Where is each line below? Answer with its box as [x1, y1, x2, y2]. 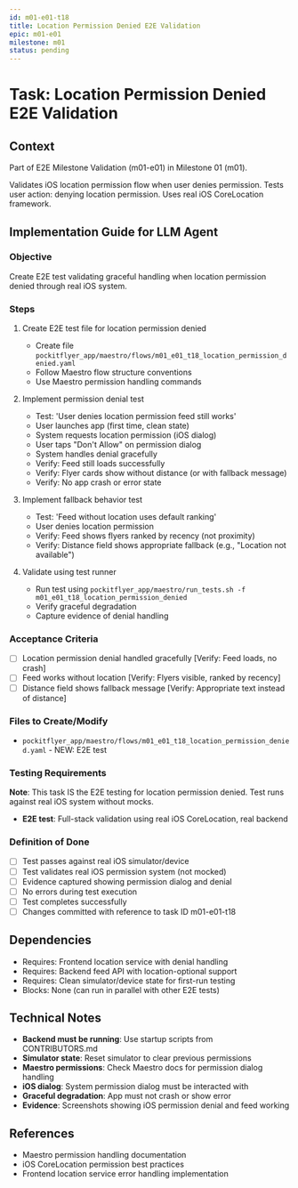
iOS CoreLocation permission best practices [21, 1159, 185, 1170]
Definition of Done [9, 836, 90, 848]
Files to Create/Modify [9, 715, 109, 727]
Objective [9, 251, 52, 263]
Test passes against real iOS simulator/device [21, 856, 189, 867]
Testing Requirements [9, 766, 107, 779]
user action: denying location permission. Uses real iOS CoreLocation [9, 189, 264, 200]
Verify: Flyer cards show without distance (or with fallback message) [35, 468, 287, 479]
